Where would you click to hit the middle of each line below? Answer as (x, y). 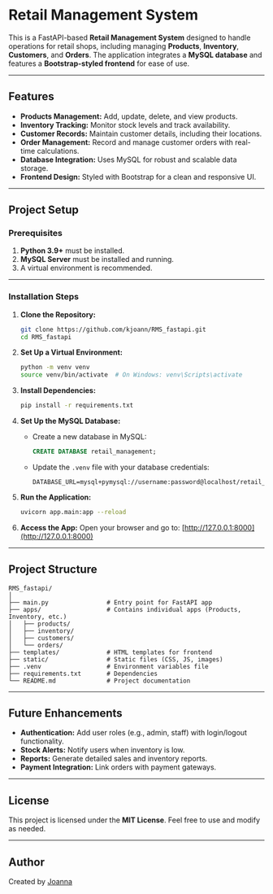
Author (26, 862)
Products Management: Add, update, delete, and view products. (129, 116)
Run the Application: (56, 497)
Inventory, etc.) (38, 617)
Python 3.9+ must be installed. (72, 251)
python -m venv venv (55, 368)
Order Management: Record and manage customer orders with (127, 142)
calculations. (58, 150)
